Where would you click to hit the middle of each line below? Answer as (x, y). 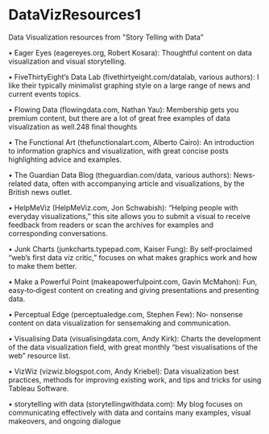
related (20, 184)
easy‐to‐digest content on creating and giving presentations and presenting (134, 290)
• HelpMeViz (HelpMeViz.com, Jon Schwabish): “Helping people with (123, 208)
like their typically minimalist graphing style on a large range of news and (130, 85)
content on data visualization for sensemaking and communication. (120, 323)
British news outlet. (40, 192)
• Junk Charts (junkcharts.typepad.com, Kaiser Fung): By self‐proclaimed (130, 249)
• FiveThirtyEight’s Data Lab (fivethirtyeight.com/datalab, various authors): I (134, 76)
